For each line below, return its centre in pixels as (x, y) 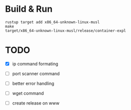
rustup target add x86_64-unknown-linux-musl (52, 22)
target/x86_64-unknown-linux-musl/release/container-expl (65, 30)
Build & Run (29, 9)
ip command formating (35, 64)
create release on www (36, 103)
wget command (28, 93)
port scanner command (36, 73)
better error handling (33, 83)
